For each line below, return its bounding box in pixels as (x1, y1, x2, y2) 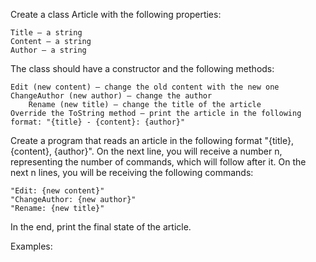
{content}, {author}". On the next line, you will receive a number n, (10, 145, 283, 157)
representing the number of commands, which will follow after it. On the (10, 156, 307, 168)
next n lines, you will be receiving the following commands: (10, 167, 254, 178)
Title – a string (10, 28, 83, 38)
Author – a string (10, 45, 87, 55)
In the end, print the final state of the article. (10, 221, 192, 233)
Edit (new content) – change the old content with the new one (10, 82, 280, 92)
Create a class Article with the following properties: (10, 9, 222, 20)
